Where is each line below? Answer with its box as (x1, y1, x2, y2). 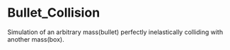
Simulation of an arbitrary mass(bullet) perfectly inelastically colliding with (7, 28, 224, 36)
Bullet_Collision (7, 5, 100, 21)
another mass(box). (7, 35, 65, 43)
